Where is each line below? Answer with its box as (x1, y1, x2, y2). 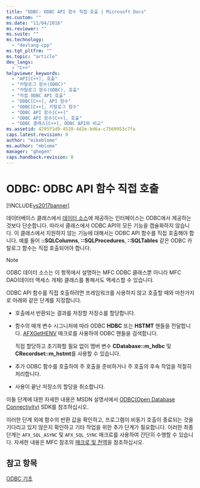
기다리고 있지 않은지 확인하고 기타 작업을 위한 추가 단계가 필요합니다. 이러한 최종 (6, 424, 194, 431)
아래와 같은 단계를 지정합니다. (12, 297, 82, 304)
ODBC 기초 (6, 475, 33, 483)
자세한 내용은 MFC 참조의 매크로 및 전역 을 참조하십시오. (14, 439, 144, 446)
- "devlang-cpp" (11, 43, 52, 49)
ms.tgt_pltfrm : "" (6, 48, 52, 54)
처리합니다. (14, 370, 41, 377)
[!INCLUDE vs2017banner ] (6, 202, 70, 209)
